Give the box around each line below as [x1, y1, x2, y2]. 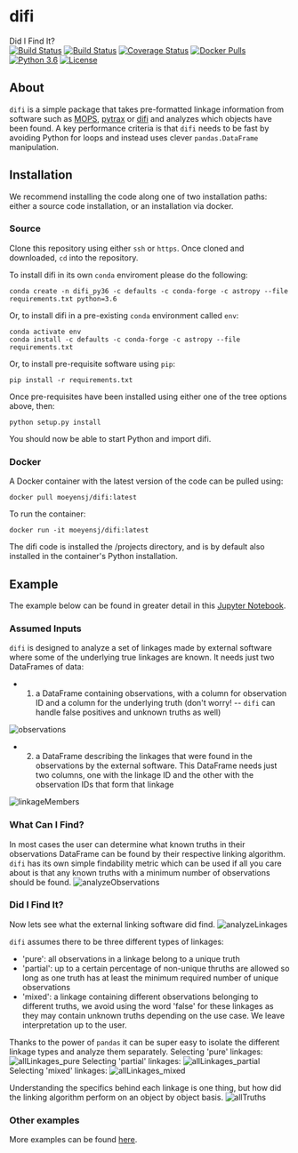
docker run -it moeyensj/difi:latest [9, 526, 149, 535]
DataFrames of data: [9, 661, 85, 672]
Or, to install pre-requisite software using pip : [9, 358, 176, 369]
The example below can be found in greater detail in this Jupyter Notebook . [9, 600, 286, 611]
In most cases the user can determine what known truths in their [9, 838, 246, 850]
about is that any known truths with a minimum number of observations [9, 867, 270, 877]
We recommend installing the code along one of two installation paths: [9, 191, 268, 202]
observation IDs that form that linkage [35, 780, 174, 790]
